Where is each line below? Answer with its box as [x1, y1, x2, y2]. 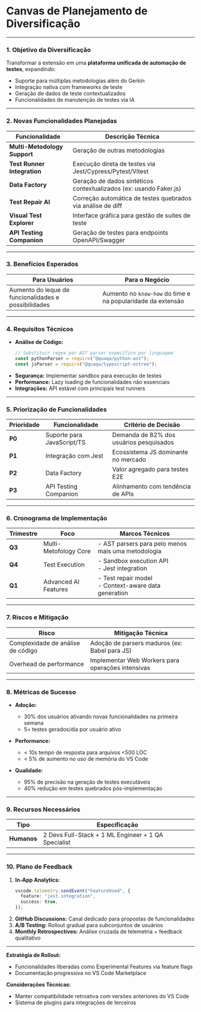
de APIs [112, 490, 134, 498]
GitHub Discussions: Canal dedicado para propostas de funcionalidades [14, 915, 195, 922]
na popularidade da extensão [102, 297, 184, 305]
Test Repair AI [9, 197, 51, 206]
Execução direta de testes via [72, 160, 156, 168]
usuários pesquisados [112, 438, 175, 447]
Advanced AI [43, 578, 80, 586]
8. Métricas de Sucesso [6, 688, 77, 696]
